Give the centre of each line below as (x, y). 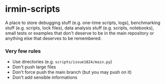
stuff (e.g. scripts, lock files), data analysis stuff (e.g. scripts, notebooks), (80, 28)
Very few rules (23, 51)
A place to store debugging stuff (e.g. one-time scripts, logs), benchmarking (83, 23)
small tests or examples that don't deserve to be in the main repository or (80, 33)
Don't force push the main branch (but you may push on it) (72, 72)
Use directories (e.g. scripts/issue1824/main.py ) (62, 62)
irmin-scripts (33, 9)
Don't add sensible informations (45, 78)
